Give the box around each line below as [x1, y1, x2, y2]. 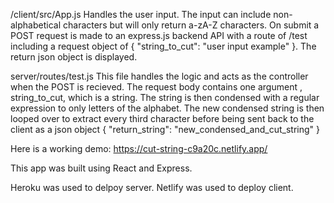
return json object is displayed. [10, 51, 138, 63]
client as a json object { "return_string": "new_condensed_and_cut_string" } [10, 124, 320, 135]
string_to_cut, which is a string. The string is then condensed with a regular [10, 92, 320, 103]
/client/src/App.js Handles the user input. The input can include [10, 9, 272, 20]
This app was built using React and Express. [10, 162, 193, 174]
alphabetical [10, 19, 62, 31]
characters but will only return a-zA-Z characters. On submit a [62, 19, 320, 31]
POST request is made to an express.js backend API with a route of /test [10, 30, 308, 41]
